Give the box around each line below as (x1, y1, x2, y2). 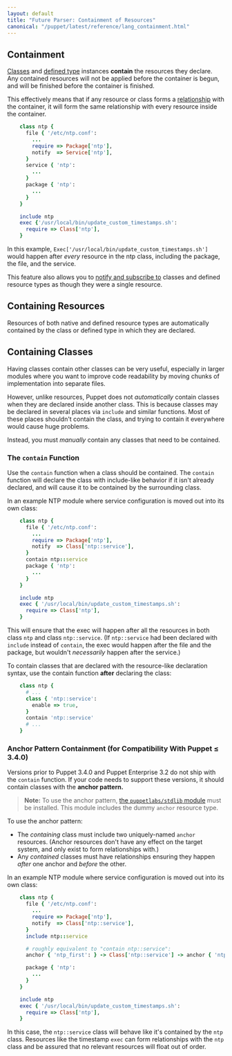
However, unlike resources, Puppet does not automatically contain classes (7, 393, 220, 401)
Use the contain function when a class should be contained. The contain (7, 468, 215, 476)
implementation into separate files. (7, 379, 106, 388)
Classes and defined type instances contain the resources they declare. (7, 67, 213, 75)
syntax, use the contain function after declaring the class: (7, 669, 172, 677)
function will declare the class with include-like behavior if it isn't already (7, 476, 214, 484)
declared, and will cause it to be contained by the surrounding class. (7, 483, 202, 492)
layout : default (7, 10, 54, 17)
